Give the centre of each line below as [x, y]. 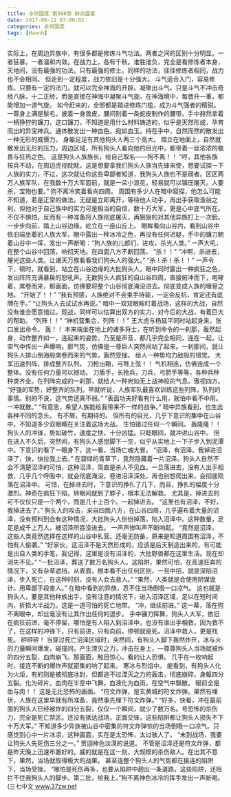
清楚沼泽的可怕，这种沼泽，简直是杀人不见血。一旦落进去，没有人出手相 [121, 467]
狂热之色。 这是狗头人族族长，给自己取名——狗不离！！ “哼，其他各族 [119, 157]
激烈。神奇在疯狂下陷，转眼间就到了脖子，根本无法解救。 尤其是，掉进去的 [113, 493]
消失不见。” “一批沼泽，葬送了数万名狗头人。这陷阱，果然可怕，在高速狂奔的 [114, 562]
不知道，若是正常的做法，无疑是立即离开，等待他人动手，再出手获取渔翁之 [112, 200]
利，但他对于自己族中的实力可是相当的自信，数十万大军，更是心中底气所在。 [115, 208]
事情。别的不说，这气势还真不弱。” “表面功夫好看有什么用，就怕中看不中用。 [114, 398]
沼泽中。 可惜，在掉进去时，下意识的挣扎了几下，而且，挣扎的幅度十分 [119, 484]
